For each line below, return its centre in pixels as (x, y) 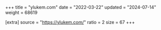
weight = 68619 (21, 12)
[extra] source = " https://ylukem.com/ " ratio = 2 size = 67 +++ (70, 22)
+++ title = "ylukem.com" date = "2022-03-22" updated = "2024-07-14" (81, 7)
